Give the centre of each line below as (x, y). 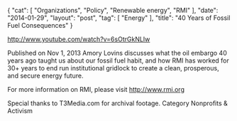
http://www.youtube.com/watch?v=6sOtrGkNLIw (79, 39)
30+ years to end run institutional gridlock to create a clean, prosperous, (113, 68)
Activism (20, 111)
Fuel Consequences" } (40, 25)
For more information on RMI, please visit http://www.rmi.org (96, 89)
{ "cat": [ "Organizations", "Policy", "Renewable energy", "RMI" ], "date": (113, 10)
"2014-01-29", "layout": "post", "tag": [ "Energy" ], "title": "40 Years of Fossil (119, 18)
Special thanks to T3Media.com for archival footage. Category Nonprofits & (118, 103)
